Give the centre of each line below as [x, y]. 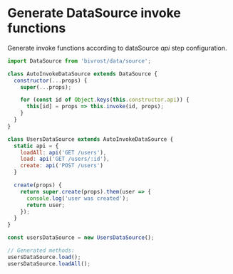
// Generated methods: [41, 251]
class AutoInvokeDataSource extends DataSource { [83, 74]
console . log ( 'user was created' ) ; [78, 198]
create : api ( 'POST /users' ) [62, 166]
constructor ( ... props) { [51, 80]
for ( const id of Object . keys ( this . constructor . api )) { [105, 100]
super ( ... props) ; [46, 87]
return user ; [46, 205]
